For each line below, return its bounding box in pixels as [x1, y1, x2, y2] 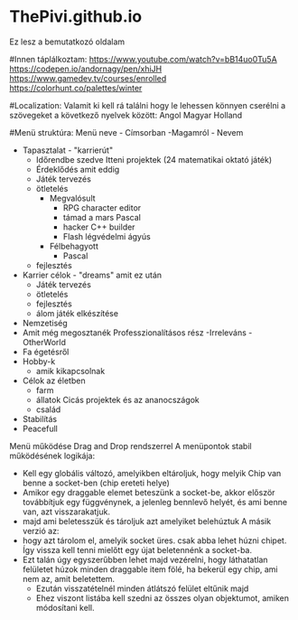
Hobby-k [22, 355, 56, 367]
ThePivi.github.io [9, 6, 143, 27]
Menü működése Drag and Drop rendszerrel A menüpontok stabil [9, 440, 252, 451]
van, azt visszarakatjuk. [22, 506, 111, 517]
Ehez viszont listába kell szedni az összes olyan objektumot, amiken [35, 592, 289, 603]
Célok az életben [22, 375, 86, 386]
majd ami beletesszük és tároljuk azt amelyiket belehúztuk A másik [22, 515, 272, 526]
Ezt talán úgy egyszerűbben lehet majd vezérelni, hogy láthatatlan [22, 554, 268, 565]
